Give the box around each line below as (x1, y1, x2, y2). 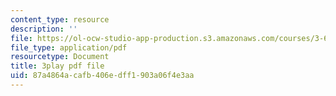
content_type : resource (10, 14, 110, 25)
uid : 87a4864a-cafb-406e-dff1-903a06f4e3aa (10, 71, 195, 81)
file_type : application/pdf (10, 42, 128, 53)
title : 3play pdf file (10, 61, 105, 71)
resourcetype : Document (10, 52, 110, 62)
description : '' (10, 24, 78, 34)
